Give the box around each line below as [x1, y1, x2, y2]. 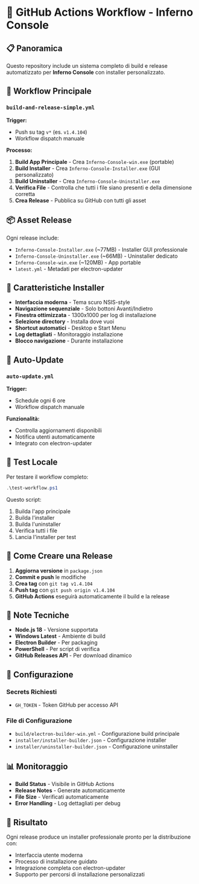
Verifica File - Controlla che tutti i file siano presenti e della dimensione [14, 184, 192, 191]
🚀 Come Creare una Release [6, 551, 113, 562]
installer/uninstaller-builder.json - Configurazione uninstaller [14, 743, 178, 750]
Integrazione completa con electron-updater [14, 864, 125, 871]
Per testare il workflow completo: [6, 473, 89, 480]
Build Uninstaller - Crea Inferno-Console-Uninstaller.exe [14, 177, 160, 185]
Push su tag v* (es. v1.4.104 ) [14, 128, 87, 136]
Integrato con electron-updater [14, 440, 92, 447]
